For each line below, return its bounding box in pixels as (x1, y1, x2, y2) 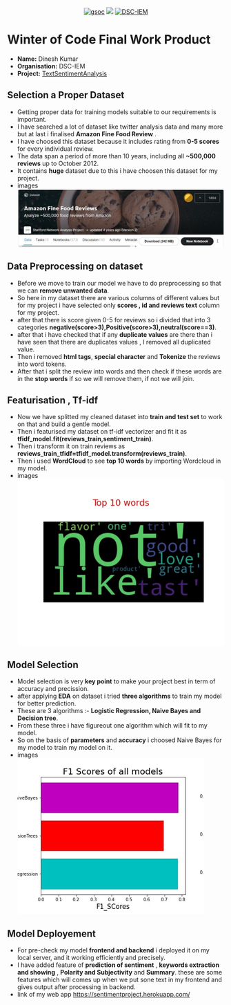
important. (17, 115, 47, 123)
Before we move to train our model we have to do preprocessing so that (17, 279, 222, 287)
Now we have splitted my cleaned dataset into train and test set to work (17, 413, 223, 421)
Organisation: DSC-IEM (17, 62, 86, 70)
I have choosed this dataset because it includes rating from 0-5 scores (17, 137, 219, 145)
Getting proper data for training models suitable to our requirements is (17, 107, 217, 116)
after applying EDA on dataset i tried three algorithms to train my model (17, 692, 222, 701)
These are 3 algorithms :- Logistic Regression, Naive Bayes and (17, 707, 201, 715)
